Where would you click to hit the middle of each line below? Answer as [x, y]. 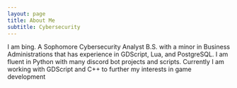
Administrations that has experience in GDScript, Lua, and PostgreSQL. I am [118, 54]
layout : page [27, 14]
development [27, 77]
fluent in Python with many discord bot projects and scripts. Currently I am [116, 62]
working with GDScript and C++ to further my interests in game [100, 69]
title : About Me [31, 20]
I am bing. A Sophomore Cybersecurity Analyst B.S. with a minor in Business [119, 47]
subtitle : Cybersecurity [44, 27]
